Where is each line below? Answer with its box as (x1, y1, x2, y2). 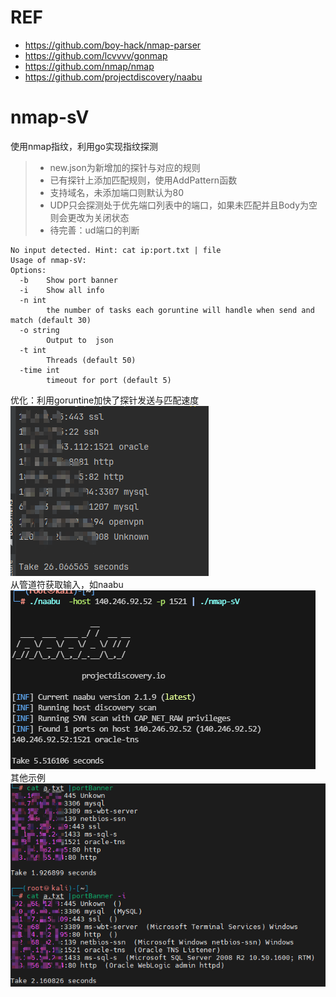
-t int (19, 345, 47, 355)
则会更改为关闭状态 (49, 211, 130, 223)
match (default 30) (10, 315, 92, 325)
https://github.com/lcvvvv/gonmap (24, 49, 168, 61)
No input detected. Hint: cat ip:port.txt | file (10, 245, 222, 255)
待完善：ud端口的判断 (49, 224, 140, 236)
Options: (10, 265, 47, 275)
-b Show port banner (19, 275, 118, 285)
